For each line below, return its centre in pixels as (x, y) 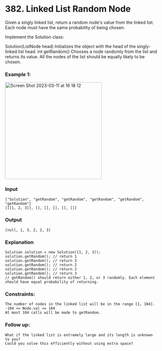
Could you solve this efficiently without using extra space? (69, 343)
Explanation (19, 242)
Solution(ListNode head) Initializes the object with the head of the (70, 46)
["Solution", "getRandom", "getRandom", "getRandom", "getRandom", (75, 199)
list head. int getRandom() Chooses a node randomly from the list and (88, 51)
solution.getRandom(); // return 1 (41, 257)
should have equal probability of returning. (52, 282)
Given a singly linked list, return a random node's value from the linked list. (80, 22)
